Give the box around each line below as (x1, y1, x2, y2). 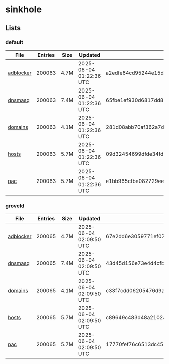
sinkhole (5, 4, 42, 15)
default (5, 39, 24, 46)
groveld (5, 202, 25, 209)
